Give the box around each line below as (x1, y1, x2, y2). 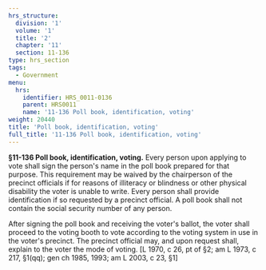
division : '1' (15, 19, 62, 27)
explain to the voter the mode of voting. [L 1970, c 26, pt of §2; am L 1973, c (8, 244, 257, 254)
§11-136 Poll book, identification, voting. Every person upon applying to (8, 153, 247, 162)
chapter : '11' (15, 42, 62, 50)
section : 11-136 (15, 49, 69, 57)
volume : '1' (15, 26, 56, 34)
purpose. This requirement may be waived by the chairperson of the (8, 169, 233, 179)
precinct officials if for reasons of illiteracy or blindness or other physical (8, 177, 248, 188)
